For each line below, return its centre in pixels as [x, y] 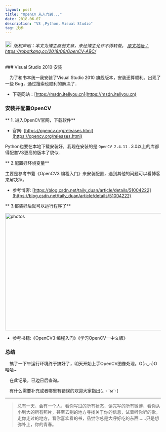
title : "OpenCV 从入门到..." [34, 14]
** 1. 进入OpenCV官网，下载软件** [40, 120]
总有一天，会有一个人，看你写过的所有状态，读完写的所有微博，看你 [86, 406]
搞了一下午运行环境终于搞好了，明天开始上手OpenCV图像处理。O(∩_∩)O [83, 363]
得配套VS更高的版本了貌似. [33, 152]
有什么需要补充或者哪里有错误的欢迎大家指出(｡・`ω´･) [64, 391]
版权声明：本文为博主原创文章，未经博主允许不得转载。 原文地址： [81, 45]
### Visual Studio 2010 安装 [34, 67]
